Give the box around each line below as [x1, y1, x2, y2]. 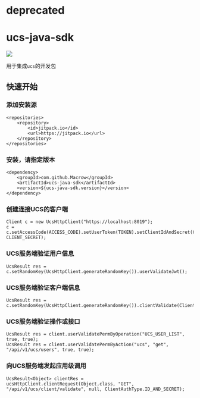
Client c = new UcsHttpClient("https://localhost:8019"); [6, 219, 153, 225]
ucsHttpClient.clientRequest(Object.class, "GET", [6, 381, 135, 387]
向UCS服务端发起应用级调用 [6, 362, 86, 370]
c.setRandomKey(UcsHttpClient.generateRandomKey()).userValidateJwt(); [6, 268, 187, 274]
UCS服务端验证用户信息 [6, 249, 74, 258]
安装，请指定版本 [6, 155, 55, 164]
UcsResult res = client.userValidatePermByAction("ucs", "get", [6, 341, 169, 348]
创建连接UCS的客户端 [6, 205, 68, 214]
